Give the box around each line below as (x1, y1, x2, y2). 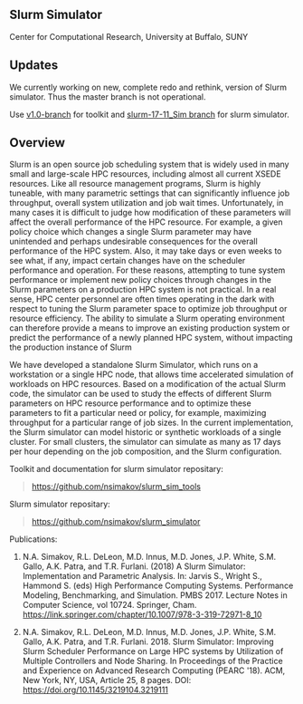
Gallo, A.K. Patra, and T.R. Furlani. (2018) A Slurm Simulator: (22, 561, 246, 572)
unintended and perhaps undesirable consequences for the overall (9, 236, 258, 247)
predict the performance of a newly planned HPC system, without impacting (9, 333, 293, 343)
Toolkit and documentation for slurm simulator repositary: (9, 464, 223, 475)
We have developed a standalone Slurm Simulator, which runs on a (9, 360, 259, 371)
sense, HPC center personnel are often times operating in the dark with (9, 294, 275, 304)
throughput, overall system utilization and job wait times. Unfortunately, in (9, 198, 284, 208)
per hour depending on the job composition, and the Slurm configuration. (9, 446, 282, 457)
